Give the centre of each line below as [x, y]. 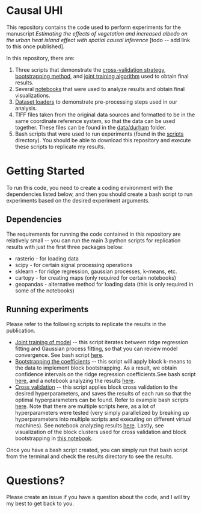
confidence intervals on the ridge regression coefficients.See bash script [105, 374]
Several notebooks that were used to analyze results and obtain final [100, 89]
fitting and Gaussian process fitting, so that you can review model [96, 348]
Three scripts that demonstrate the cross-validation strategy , [90, 69]
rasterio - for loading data [47, 258]
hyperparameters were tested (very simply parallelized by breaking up [102, 412]
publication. [21, 330]
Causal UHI [35, 11]
